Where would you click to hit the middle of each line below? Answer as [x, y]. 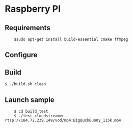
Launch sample [30, 100]
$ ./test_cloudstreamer [39, 116]
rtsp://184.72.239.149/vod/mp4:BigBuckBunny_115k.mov [63, 120]
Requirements [28, 28]
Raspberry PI [33, 9]
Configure [21, 55]
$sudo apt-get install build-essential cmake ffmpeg [71, 39]
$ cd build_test [31, 112]
